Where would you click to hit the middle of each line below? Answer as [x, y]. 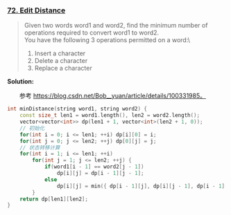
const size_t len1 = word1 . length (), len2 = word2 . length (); [110, 115]
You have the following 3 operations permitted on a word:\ [107, 40]
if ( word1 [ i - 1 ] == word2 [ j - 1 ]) [94, 167]
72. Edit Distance [36, 10]
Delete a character [61, 61]
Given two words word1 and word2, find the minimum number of [116, 26]
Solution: [21, 82]
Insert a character [60, 53]
